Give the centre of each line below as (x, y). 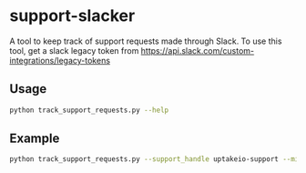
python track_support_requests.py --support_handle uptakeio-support (144, 159)
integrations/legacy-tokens (60, 60)
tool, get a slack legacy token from (74, 50)
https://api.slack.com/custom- (198, 50)
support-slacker (72, 16)
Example (35, 139)
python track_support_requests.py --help (89, 110)
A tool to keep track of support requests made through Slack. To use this (146, 41)
